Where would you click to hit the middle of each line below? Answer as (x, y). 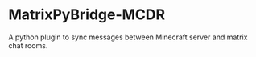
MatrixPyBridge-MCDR (87, 15)
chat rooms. (28, 45)
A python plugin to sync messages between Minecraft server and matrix (128, 37)
